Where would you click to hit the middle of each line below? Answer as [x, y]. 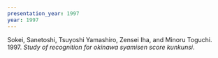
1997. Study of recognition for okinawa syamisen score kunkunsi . [101, 47]
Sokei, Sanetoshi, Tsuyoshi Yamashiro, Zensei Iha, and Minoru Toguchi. [110, 39]
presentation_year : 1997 [43, 13]
